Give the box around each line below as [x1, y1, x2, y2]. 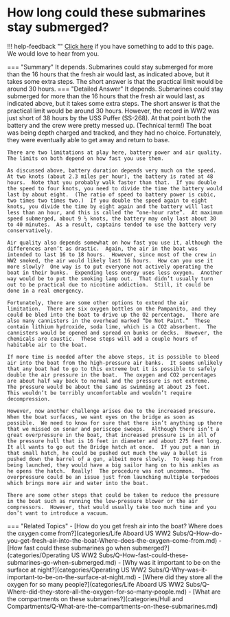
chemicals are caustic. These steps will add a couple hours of [7, 335, 198, 342]
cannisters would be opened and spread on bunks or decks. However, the [7, 329, 223, 336]
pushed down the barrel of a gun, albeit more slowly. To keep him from [7, 456, 223, 462]
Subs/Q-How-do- [172, 529, 222, 537]
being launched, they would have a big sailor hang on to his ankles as [7, 462, 220, 469]
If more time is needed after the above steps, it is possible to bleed [7, 353, 220, 360]
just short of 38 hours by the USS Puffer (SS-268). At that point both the [7, 113, 211, 122]
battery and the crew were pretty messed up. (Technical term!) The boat [7, 121, 212, 129]
